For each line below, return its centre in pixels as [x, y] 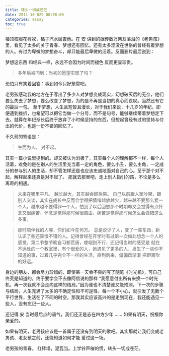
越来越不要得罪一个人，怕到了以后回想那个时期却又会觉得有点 [95, 207]
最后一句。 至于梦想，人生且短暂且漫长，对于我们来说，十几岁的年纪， [83, 107]
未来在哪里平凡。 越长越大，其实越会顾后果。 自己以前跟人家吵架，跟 [89, 194]
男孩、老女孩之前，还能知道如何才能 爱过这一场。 [57, 338]
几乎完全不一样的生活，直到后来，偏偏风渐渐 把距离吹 [104, 255]
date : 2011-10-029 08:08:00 [35, 15]
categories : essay [24, 19]
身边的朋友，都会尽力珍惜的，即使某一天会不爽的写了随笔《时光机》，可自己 [83, 272]
